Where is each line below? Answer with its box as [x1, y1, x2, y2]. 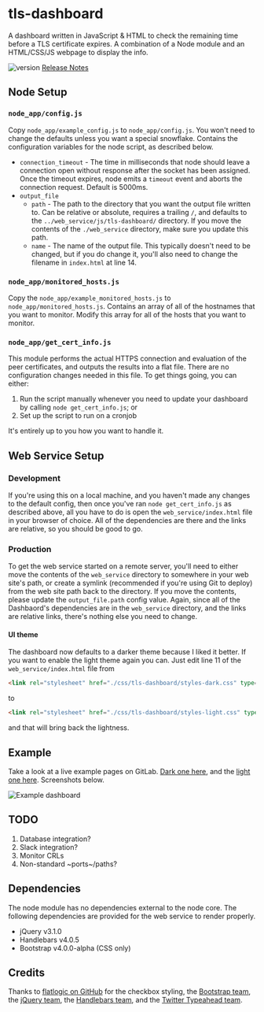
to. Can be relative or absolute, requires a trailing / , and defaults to [31, 207, 247, 217]
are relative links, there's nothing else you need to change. [8, 612, 198, 621]
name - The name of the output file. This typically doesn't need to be [31, 241, 251, 250]
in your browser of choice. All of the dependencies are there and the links [8, 515, 247, 525]
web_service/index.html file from [8, 664, 115, 673]
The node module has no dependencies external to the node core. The [8, 903, 237, 912]
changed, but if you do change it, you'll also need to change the [31, 249, 238, 258]
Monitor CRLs [19, 851, 64, 860]
